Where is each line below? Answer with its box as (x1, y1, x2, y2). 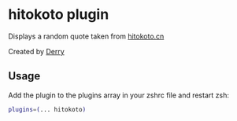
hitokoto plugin (8, 5, 109, 24)
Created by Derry (8, 46, 65, 56)
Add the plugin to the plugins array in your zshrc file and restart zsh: (8, 90, 230, 100)
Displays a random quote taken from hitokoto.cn (8, 31, 165, 41)
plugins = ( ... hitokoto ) (8, 105, 87, 113)
